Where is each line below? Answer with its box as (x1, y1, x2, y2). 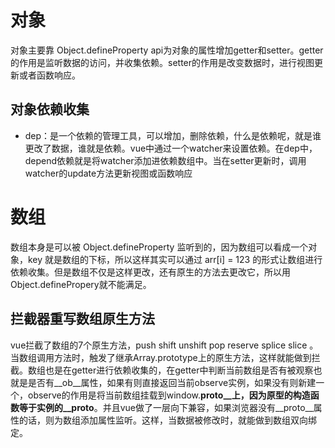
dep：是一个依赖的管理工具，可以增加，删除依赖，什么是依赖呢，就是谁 (24, 129, 322, 141)
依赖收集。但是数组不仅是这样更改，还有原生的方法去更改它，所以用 (10, 266, 291, 278)
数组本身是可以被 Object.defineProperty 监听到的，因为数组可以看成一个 (10, 241, 309, 253)
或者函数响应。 (18, 69, 81, 81)
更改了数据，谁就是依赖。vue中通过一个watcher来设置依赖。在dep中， (24, 142, 318, 154)
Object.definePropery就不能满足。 (10, 278, 152, 290)
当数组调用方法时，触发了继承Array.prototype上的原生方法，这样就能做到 (10, 351, 312, 363)
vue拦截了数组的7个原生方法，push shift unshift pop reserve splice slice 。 (10, 339, 319, 351)
